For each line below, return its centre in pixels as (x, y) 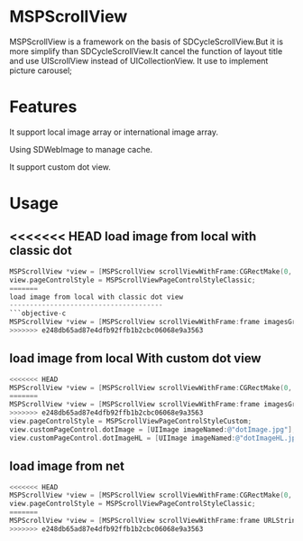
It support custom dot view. (60, 167)
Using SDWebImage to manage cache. (81, 149)
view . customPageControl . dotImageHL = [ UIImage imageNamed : (123, 438)
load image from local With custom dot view (135, 359)
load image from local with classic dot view (96, 297)
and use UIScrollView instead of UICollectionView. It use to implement (139, 61)
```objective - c (38, 313)
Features (43, 107)
